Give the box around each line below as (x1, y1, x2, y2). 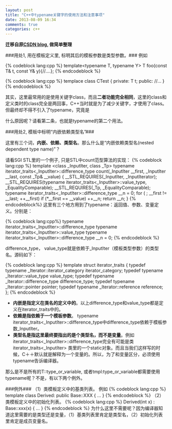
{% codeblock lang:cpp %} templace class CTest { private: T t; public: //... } (5, 78, 165, 84)
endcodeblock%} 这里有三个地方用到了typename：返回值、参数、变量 (5, 201, 155, 208)
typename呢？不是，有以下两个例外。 (5, 375, 86, 381)
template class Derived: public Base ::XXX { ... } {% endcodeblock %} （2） (5, 393, 164, 399)
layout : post (5, 7, 33, 13)
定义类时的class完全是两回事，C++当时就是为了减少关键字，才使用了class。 (5, 101, 167, 107)
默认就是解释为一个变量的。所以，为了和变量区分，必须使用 (34, 351, 161, 358)
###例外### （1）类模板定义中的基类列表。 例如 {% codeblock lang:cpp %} (5, 386, 166, 392)
